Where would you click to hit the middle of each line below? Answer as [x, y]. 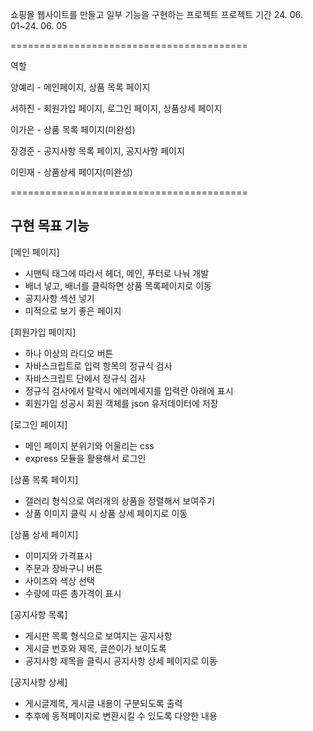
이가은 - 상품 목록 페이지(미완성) [73, 129]
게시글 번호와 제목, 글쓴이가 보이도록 [95, 648]
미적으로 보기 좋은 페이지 [73, 310]
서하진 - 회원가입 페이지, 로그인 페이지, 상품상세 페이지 [116, 108]
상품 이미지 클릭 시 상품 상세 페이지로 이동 [106, 513]
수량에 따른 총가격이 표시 [73, 593]
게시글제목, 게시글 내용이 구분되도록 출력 [103, 703]
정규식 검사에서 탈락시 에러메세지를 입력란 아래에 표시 [129, 390]
